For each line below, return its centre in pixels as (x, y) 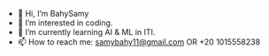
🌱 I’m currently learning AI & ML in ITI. (86, 32)
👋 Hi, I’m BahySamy (53, 14)
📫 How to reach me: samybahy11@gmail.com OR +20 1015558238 (139, 42)
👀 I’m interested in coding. (65, 23)
